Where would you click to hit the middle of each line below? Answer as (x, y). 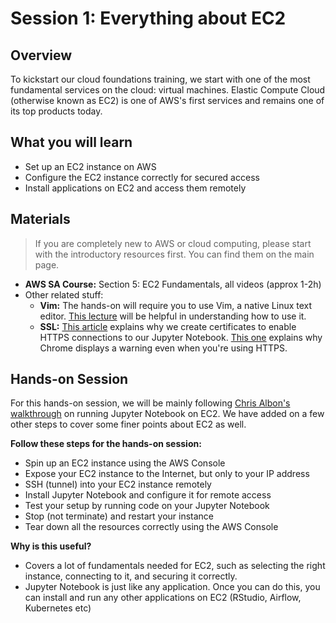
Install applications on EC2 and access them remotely (135, 188)
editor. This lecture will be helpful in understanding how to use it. (173, 316)
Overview (41, 55)
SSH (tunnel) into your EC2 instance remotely (118, 484)
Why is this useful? (51, 546)
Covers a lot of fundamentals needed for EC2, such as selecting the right (175, 566)
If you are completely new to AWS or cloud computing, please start (173, 243)
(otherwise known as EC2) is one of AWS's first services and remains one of (167, 100)
